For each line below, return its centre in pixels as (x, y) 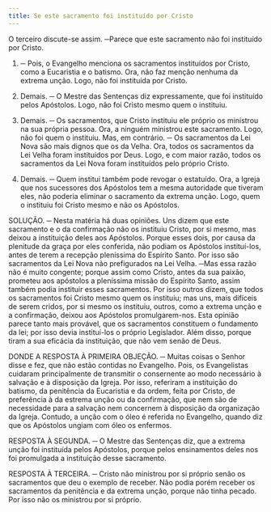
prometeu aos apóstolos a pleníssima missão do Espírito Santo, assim (124, 281)
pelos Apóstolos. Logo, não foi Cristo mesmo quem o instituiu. (124, 104)
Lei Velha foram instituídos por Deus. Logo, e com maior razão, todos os (140, 154)
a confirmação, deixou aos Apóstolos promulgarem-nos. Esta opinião (124, 315)
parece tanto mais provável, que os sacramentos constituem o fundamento (133, 324)
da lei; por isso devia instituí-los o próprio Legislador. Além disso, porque (130, 332)
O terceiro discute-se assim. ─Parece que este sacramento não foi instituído (135, 39)
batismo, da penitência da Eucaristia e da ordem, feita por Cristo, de (122, 391)
